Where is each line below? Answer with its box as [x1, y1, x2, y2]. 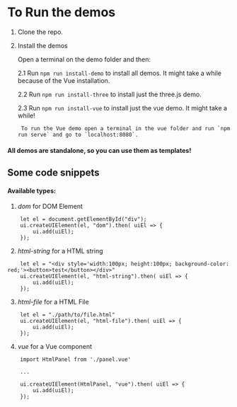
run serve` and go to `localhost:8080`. [17, 131, 139, 138]
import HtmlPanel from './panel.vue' [20, 356, 132, 363]
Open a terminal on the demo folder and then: [17, 55, 151, 64]
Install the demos [17, 41, 69, 50]
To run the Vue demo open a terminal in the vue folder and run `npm [21, 125, 231, 132]
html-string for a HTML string [17, 247, 104, 256]
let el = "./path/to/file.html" [20, 311, 115, 319]
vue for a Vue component [17, 343, 93, 351]
